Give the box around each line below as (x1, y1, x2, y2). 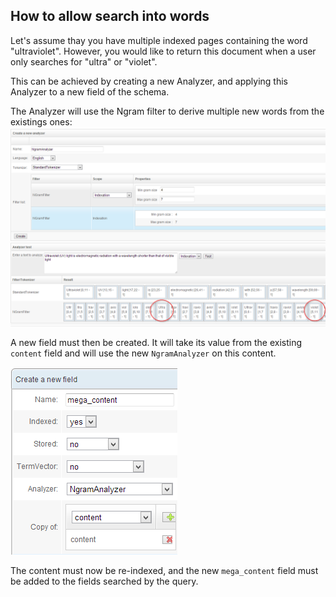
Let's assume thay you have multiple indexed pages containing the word (10, 34, 308, 46)
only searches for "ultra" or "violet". (10, 55, 158, 68)
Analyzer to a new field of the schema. (10, 85, 170, 98)
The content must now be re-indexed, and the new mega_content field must (10, 564, 319, 576)
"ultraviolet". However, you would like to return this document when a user (10, 45, 317, 57)
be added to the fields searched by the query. (10, 575, 199, 587)
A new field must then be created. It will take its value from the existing (10, 336, 302, 348)
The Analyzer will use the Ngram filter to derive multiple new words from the (10, 105, 325, 117)
